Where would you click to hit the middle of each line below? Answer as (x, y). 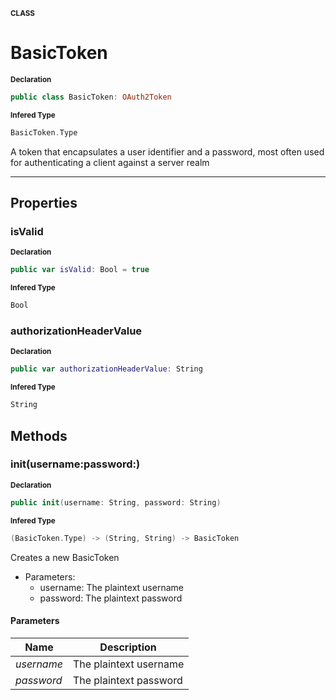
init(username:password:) (75, 464)
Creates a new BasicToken (65, 557)
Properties (44, 203)
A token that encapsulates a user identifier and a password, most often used (167, 151)
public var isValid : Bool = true (80, 270)
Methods (39, 435)
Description (128, 647)
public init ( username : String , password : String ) (116, 502)
